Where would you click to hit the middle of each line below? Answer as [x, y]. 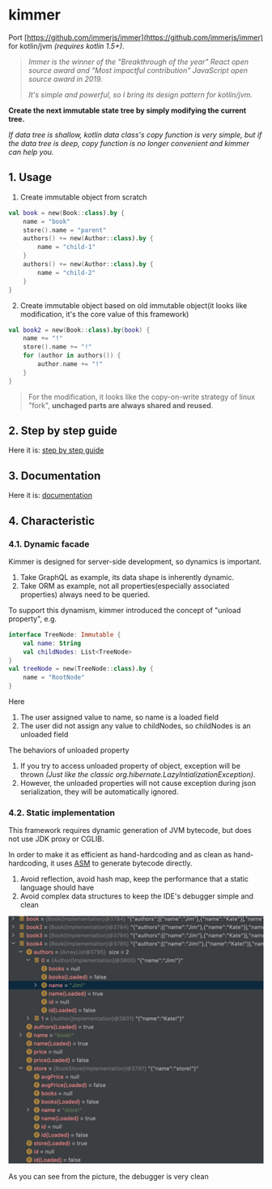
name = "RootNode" [54, 678]
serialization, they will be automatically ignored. [99, 792]
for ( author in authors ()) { [72, 356]
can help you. [31, 152]
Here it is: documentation [51, 496]
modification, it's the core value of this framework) [104, 314]
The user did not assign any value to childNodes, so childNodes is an [135, 726]
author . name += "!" [70, 364]
